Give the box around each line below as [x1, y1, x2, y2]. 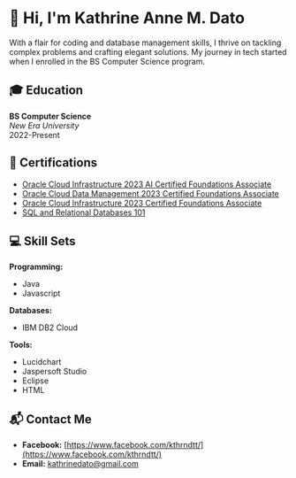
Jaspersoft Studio [21, 366, 87, 377]
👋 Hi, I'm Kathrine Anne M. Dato [9, 8, 246, 28]
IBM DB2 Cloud [21, 322, 78, 333]
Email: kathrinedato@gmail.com [21, 459, 140, 469]
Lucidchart [21, 357, 62, 367]
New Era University [9, 119, 80, 131]
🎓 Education [9, 83, 84, 98]
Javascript [21, 288, 61, 299]
